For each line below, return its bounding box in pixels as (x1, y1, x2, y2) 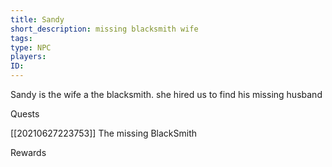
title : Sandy (10, 14, 65, 25)
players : (10, 52, 47, 62)
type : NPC (10, 42, 52, 53)
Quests (10, 108, 40, 120)
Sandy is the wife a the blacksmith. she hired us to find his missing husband (10, 89, 323, 100)
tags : (10, 33, 33, 43)
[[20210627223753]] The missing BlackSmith (10, 127, 198, 139)
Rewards (10, 147, 47, 158)
